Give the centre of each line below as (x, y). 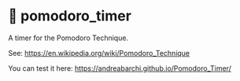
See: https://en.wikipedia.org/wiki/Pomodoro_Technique (99, 53)
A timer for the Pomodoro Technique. (68, 38)
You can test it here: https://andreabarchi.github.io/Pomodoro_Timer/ (120, 68)
